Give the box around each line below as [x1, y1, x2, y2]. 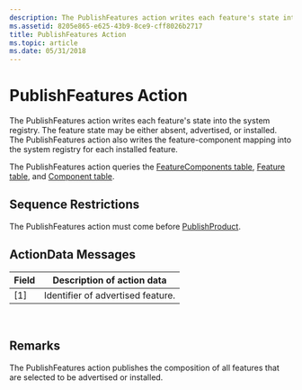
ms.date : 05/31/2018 [9, 47, 87, 56]
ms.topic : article [9, 38, 78, 48]
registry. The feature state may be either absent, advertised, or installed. [9, 125, 278, 136]
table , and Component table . [9, 171, 115, 182]
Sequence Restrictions [9, 197, 140, 213]
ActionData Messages [9, 247, 137, 262]
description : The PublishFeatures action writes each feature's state [9, 13, 280, 23]
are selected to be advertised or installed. [9, 371, 164, 383]
